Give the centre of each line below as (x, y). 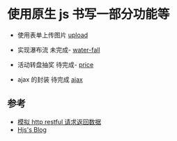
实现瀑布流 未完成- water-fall (59, 50)
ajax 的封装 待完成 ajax (50, 79)
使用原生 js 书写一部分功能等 (88, 14)
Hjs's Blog (32, 129)
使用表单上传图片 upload (53, 35)
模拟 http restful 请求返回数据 (59, 121)
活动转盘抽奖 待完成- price (55, 64)
